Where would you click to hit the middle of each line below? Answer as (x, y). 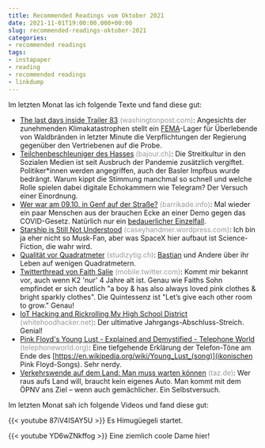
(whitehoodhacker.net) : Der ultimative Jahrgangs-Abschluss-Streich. (132, 322)
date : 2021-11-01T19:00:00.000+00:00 (70, 23)
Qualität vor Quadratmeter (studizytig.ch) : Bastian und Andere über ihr (134, 255)
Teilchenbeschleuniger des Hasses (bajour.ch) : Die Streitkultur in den (132, 153)
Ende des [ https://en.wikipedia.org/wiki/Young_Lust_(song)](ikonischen (136, 356)
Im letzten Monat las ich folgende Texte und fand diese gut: (105, 105)
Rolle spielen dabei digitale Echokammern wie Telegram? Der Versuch (134, 187)
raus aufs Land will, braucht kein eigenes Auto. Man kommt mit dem (130, 381)
